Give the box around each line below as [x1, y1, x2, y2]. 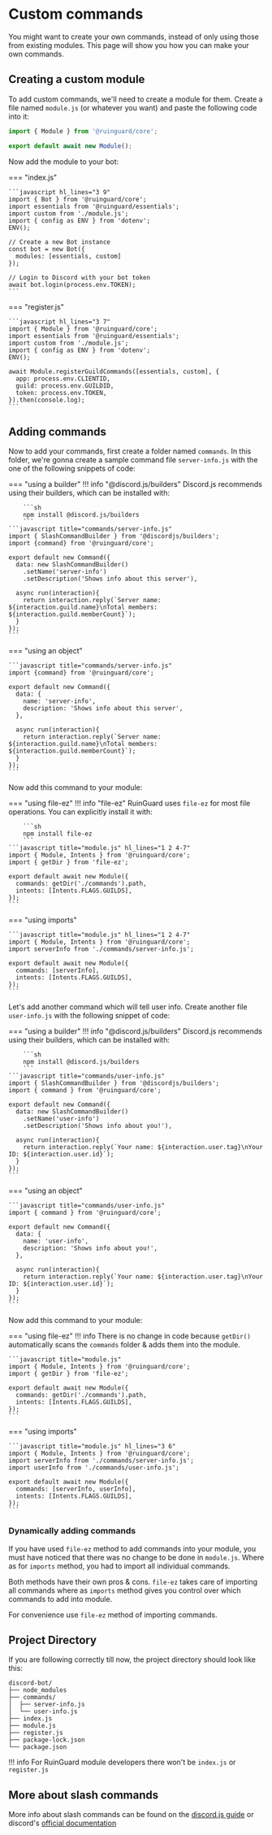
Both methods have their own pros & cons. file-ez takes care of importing [8, 1577, 258, 1586]
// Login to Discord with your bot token [8, 273, 151, 281]
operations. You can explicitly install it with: [8, 807, 153, 817]
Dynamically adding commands [8, 1525, 136, 1537]
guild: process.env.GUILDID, [15, 381, 114, 390]
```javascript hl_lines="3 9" [8, 188, 111, 196]
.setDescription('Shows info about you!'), [23, 1122, 173, 1130]
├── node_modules [8, 1686, 67, 1694]
